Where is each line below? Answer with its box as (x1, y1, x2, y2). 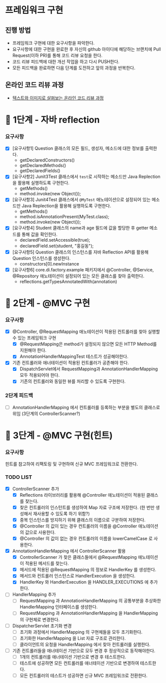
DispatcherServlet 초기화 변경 (12, 622, 72, 629)
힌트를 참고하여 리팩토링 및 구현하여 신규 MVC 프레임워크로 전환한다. (5, 461, 138, 467)
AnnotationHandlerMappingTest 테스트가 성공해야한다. (19, 353, 129, 359)
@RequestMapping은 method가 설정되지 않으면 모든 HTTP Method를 (19, 341, 157, 347)
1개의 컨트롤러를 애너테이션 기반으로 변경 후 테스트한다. (19, 654, 126, 660)
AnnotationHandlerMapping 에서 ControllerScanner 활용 (12, 548, 126, 554)
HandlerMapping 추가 (12, 592, 56, 598)
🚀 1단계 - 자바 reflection (5, 114, 100, 125)
